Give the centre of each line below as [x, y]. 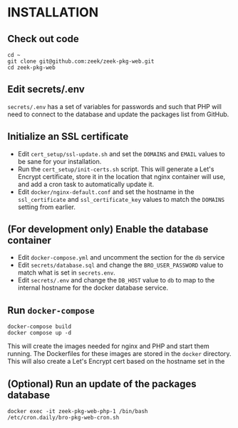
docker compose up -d [40, 333]
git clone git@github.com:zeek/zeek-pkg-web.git [81, 61]
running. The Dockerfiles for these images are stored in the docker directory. [119, 354]
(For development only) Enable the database [108, 229]
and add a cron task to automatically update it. [86, 184]
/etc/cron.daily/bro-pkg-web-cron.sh [63, 418]
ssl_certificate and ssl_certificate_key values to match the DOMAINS [121, 199]
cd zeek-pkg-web [31, 68]
